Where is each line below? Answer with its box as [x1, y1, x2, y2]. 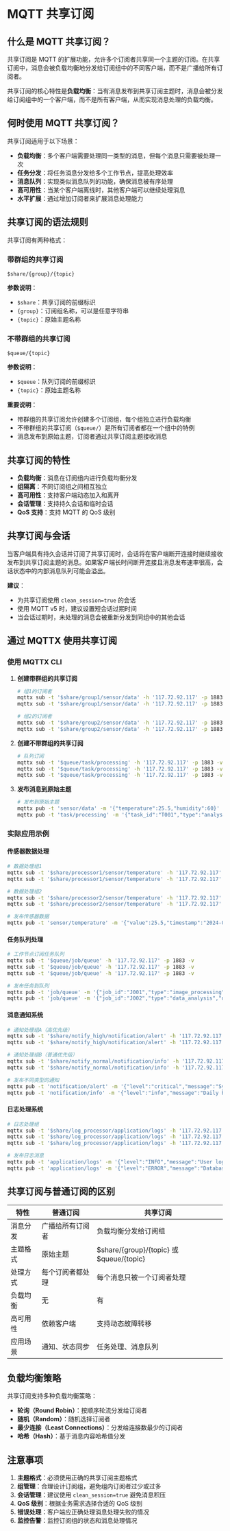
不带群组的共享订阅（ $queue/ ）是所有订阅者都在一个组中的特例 [16, 424, 195, 432]
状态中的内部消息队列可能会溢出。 [12, 566, 110, 575]
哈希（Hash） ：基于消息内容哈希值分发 [16, 1432, 125, 1440]
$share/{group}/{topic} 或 [97, 1245, 179, 1255]
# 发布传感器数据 [7, 913, 49, 920]
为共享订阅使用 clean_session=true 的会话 [16, 596, 136, 604]
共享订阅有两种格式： [7, 236, 67, 244]
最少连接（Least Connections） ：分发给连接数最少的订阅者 [16, 1423, 183, 1432]
